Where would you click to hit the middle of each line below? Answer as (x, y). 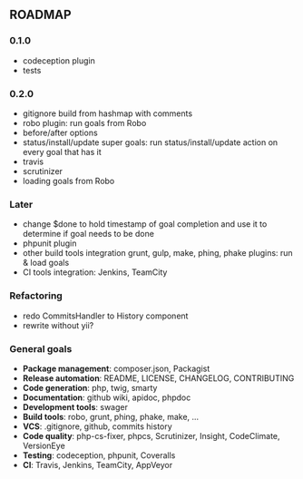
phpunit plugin (49, 243)
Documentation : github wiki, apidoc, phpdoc (107, 397)
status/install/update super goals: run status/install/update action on (150, 142)
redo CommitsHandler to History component (105, 316)
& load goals (46, 263)
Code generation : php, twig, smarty (90, 387)
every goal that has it (62, 152)
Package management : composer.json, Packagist (116, 368)
